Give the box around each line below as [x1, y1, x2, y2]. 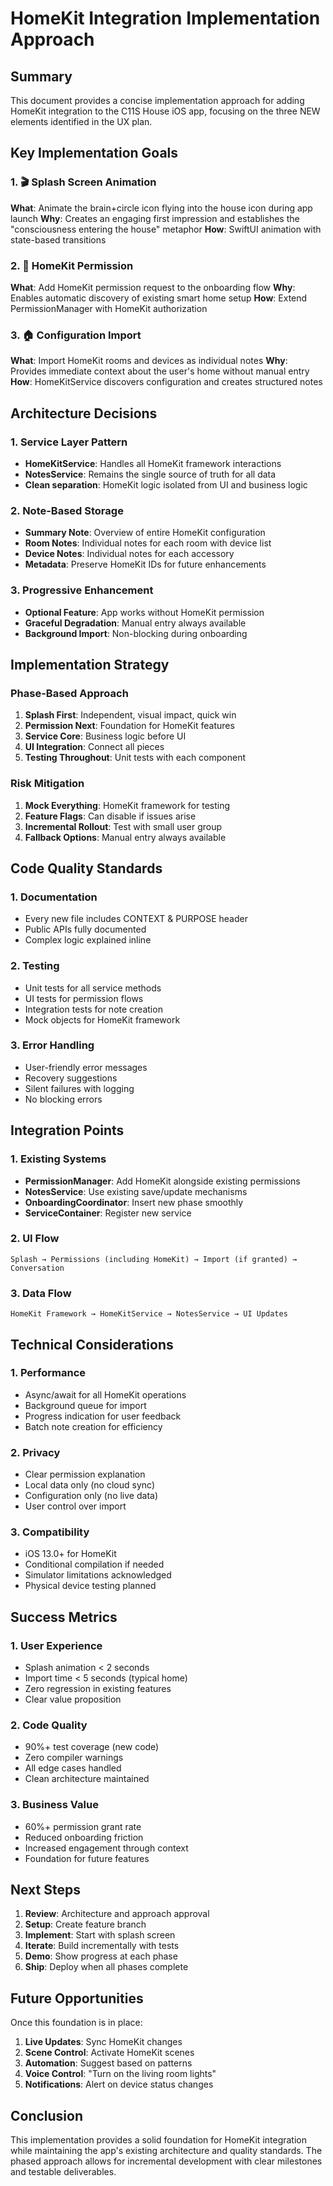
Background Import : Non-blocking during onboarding [24, 627, 248, 639]
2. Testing [10, 959, 60, 973]
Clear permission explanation [24, 1468, 146, 1481]
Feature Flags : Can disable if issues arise [24, 810, 197, 822]
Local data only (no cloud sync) [24, 1479, 156, 1491]
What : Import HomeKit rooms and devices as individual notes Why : [10, 355, 288, 367]
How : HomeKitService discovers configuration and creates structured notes [10, 376, 323, 388]
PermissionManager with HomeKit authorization [10, 302, 208, 314]
